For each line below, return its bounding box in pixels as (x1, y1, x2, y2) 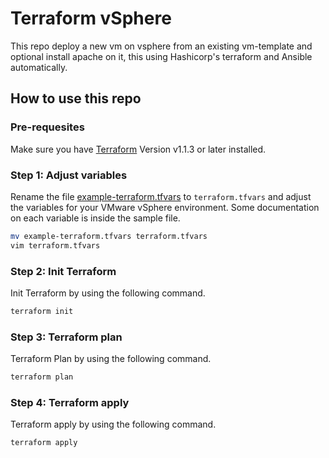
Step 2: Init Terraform (10, 264, 117, 278)
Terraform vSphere (10, 7, 172, 30)
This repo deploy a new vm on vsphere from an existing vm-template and (10, 40, 313, 52)
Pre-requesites (10, 120, 85, 134)
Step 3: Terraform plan (10, 330, 123, 344)
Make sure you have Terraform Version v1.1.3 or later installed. (10, 143, 267, 155)
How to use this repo (10, 90, 142, 107)
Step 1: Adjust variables (10, 168, 128, 182)
